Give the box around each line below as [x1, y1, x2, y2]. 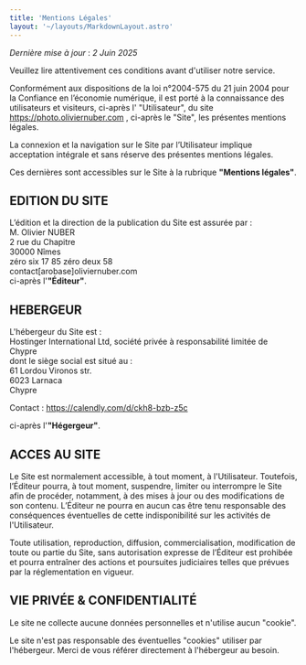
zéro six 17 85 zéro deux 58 [9, 256, 113, 267]
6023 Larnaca [9, 375, 63, 386]
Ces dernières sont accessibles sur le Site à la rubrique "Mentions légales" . [9, 166, 297, 177]
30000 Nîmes [9, 246, 61, 257]
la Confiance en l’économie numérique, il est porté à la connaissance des [9, 92, 285, 103]
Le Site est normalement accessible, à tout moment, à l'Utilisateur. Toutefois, [9, 470, 298, 481]
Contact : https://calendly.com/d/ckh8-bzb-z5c [9, 402, 189, 413]
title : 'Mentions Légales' [9, 13, 112, 23]
